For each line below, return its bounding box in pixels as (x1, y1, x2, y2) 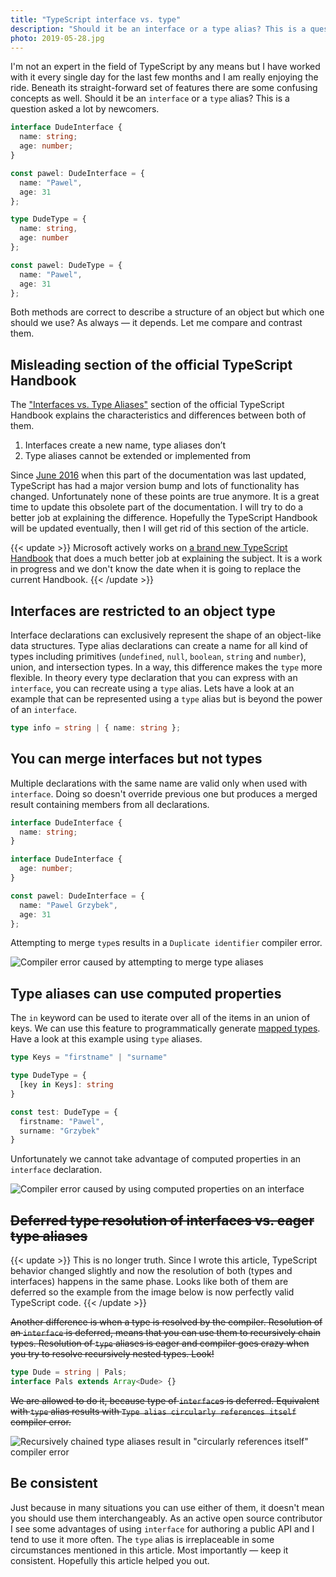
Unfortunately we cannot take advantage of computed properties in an (10, 1153, 302, 1165)
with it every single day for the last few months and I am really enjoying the (10, 71, 319, 83)
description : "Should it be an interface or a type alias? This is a (10, 24, 307, 34)
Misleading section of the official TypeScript (10, 356, 293, 373)
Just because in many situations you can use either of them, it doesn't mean (10, 1501, 325, 1513)
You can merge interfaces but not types (10, 751, 263, 768)
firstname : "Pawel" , (19, 1116, 105, 1126)
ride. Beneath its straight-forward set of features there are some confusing (10, 82, 318, 94)
